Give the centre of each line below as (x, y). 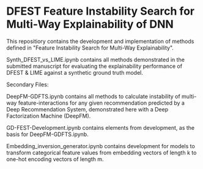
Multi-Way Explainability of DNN (90, 24)
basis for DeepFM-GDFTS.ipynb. (47, 134)
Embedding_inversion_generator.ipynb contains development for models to (101, 146)
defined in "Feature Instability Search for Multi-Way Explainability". (90, 48)
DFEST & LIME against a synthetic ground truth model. (75, 72)
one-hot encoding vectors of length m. (55, 159)
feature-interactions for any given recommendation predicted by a (102, 103)
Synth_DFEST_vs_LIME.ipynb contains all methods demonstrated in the (96, 59)
